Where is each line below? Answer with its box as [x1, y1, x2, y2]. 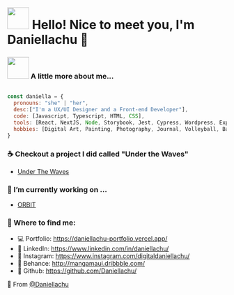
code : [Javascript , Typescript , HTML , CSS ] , [13, 113, 145, 120]
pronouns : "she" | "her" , [13, 99, 89, 107]
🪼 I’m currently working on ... [7, 184, 108, 194]
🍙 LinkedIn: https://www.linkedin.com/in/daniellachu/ [17, 244, 169, 253]
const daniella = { [7, 93, 64, 100]
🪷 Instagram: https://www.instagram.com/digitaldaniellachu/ [17, 251, 190, 260]
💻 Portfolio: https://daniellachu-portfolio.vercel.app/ [17, 234, 168, 243]
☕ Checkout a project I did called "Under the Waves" [7, 149, 189, 159]
